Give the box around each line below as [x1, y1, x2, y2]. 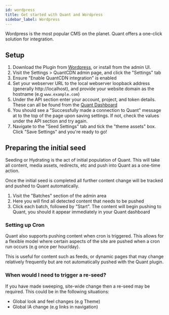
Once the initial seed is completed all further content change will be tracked [5, 178, 163, 183]
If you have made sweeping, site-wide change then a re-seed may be [5, 283, 150, 289]
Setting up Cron [5, 221, 45, 228]
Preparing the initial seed [5, 143, 86, 152]
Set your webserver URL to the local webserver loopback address [12, 81, 150, 87]
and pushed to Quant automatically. [5, 183, 79, 189]
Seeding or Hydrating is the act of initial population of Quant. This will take [5, 157, 160, 163]
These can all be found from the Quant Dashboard [12, 102, 118, 108]
